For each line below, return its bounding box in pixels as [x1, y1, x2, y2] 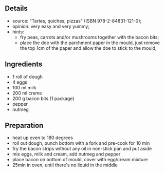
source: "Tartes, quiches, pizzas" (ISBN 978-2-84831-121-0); [12, 17, 142, 24]
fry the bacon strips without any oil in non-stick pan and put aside [12, 146, 152, 152]
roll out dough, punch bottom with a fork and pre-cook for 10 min [12, 140, 150, 146]
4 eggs [12, 79, 28, 85]
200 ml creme [12, 90, 42, 96]
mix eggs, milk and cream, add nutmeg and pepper [12, 151, 121, 157]
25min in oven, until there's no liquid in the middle [12, 162, 118, 168]
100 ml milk [12, 84, 36, 90]
